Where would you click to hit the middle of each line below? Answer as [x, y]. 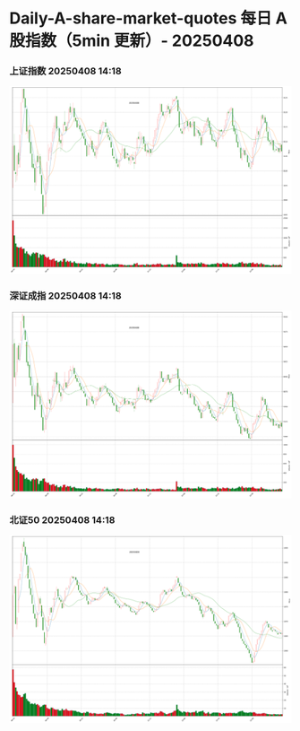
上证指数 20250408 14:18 [66, 71]
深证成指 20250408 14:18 [66, 295]
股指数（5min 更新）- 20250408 [132, 41]
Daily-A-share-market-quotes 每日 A [149, 18]
